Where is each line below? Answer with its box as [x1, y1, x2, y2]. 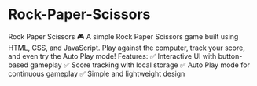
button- [218, 51, 243, 60]
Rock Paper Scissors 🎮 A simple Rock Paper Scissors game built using [8, 31, 239, 41]
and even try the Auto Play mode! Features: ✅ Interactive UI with [8, 51, 217, 60]
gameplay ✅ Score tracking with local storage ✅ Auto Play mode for [30, 60, 250, 70]
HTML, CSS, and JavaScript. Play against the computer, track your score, [8, 43, 245, 52]
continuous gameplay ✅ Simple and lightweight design [8, 69, 185, 78]
